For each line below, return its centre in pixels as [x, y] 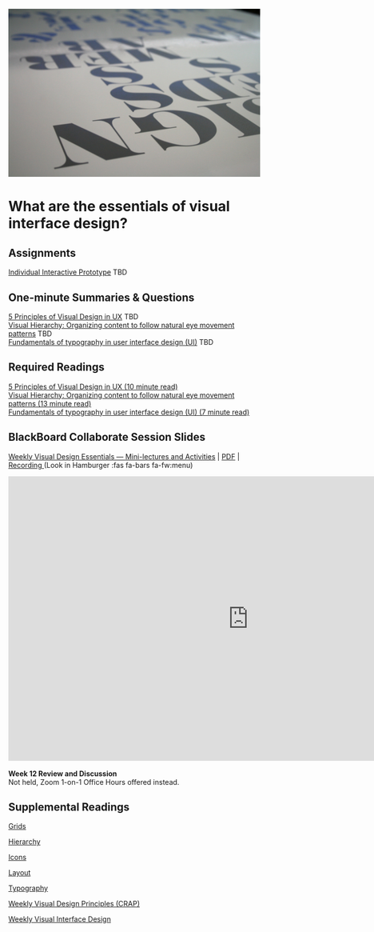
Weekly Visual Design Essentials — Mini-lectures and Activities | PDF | [124, 456]
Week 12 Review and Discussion [63, 774]
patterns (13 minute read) [50, 403]
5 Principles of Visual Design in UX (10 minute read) [93, 386]
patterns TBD [30, 334]
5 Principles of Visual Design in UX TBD [74, 316]
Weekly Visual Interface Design [60, 919]
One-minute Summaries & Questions [101, 297]
